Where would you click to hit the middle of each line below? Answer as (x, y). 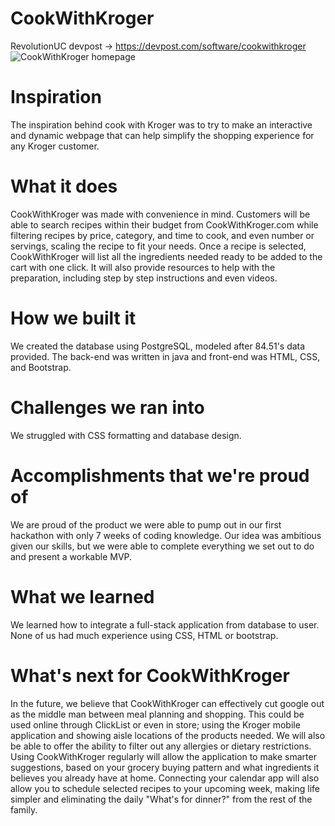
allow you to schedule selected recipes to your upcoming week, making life (165, 788)
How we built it (73, 318)
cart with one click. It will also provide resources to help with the (143, 267)
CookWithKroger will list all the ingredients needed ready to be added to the (166, 256)
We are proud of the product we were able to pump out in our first (146, 524)
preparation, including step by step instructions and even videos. (144, 278)
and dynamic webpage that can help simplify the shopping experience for (162, 135)
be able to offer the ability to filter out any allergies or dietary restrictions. (161, 746)
